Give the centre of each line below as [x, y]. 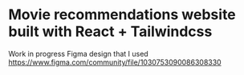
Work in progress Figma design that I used [78, 53]
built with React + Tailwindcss [110, 32]
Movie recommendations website [122, 15]
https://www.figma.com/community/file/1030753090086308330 [115, 62]
